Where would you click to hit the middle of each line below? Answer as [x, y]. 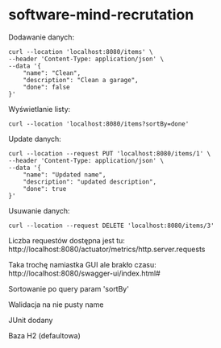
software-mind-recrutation [101, 15]
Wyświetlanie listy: [40, 109]
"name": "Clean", [52, 73]
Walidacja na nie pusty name [56, 304]
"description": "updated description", [90, 182]
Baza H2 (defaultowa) [44, 335]
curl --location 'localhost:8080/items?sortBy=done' [99, 124]
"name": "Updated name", [65, 175]
